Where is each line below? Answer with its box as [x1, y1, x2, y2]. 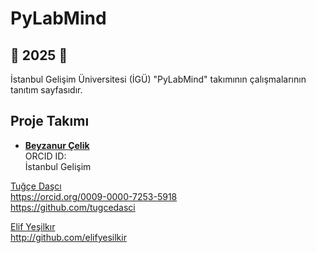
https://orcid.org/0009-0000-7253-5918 [10, 190, 178, 202]
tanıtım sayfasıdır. [10, 84, 83, 96]
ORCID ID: [24, 150, 67, 162]
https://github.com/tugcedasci [10, 201, 136, 213]
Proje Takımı [10, 113, 90, 130]
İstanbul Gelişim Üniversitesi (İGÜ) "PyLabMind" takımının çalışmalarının [10, 73, 307, 85]
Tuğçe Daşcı [10, 180, 62, 192]
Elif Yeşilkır [10, 220, 56, 232]
